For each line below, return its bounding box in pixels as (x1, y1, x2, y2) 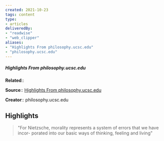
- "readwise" (5, 31, 33, 36)
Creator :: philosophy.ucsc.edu (5, 97, 69, 103)
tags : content (5, 12, 35, 17)
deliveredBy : (5, 26, 33, 31)
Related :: (5, 77, 24, 83)
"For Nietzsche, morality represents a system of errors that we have (17, 125, 159, 131)
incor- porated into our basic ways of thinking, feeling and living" (17, 130, 153, 136)
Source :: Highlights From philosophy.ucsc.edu (5, 87, 102, 93)
